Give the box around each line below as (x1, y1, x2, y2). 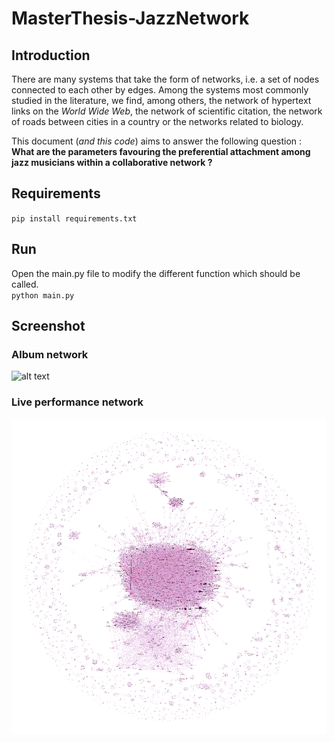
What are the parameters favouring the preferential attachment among (11, 146, 311, 157)
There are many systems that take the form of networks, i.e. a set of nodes (11, 73, 320, 85)
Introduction (11, 47, 91, 64)
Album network (11, 347, 89, 361)
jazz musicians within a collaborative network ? (11, 157, 213, 168)
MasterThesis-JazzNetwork (11, 7, 250, 30)
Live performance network (11, 395, 144, 409)
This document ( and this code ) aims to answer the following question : (11, 135, 303, 147)
